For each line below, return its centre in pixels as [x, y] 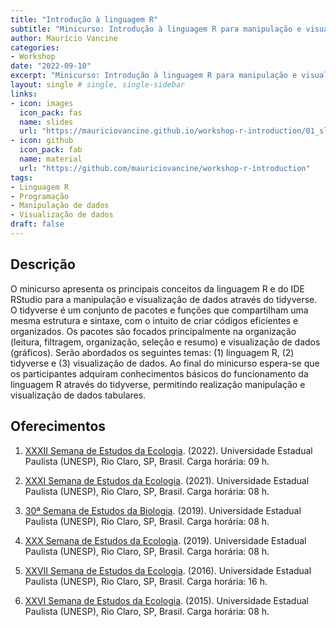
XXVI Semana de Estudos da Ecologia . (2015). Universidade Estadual [166, 600]
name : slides [46, 122]
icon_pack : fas [51, 112]
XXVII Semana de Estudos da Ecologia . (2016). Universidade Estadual [168, 570]
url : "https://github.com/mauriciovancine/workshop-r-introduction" [165, 168]
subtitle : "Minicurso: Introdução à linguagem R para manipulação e [156, 29]
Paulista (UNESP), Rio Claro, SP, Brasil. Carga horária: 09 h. [147, 461]
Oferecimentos [58, 426]
